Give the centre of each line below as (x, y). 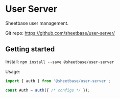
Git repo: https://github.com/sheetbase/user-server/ (60, 33)
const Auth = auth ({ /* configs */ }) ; (48, 90)
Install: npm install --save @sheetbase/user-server (60, 62)
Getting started (30, 49)
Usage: (13, 71)
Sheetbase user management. (37, 23)
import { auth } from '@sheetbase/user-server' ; (58, 81)
